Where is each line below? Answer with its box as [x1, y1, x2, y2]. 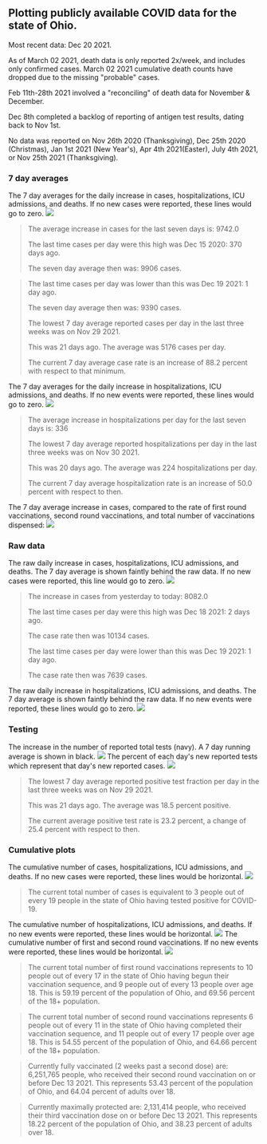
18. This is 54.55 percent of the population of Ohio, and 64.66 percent [27, 1037, 257, 1047]
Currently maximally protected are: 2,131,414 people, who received [27, 1103, 247, 1111]
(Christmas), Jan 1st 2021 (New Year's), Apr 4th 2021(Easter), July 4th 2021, [8, 144, 259, 154]
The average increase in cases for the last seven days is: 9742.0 [27, 224, 239, 234]
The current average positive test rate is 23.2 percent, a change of [27, 815, 247, 825]
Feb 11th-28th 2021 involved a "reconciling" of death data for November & [8, 88, 251, 97]
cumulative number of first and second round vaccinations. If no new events [8, 937, 259, 947]
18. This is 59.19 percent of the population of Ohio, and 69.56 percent [27, 988, 255, 997]
